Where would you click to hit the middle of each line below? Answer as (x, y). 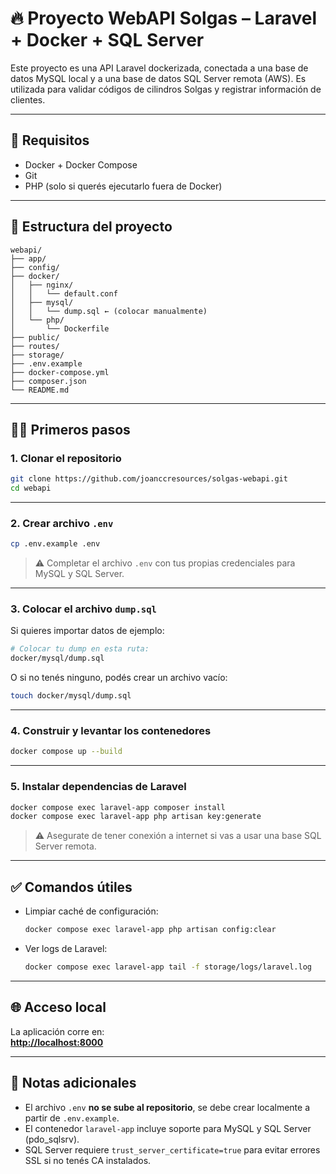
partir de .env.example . (72, 1118)
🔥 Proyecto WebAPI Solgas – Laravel (164, 18)
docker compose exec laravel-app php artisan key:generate (136, 817)
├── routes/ (35, 346)
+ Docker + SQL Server (107, 40)
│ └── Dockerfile (60, 328)
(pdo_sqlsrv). (52, 1139)
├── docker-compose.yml (60, 372)
